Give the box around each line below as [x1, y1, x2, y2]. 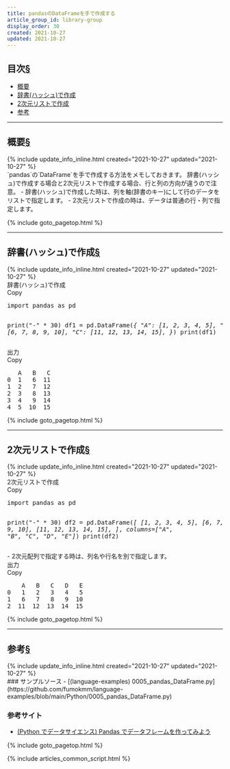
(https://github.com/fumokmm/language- [7, 685, 123, 694]
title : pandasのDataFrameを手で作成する [7, 10, 116, 17]
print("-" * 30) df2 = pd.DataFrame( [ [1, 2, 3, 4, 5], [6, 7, [7, 519, 224, 527]
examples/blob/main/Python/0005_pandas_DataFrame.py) [7, 692, 172, 700]
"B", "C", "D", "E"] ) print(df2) [7, 532, 120, 541]
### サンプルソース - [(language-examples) [7, 677, 131, 686]
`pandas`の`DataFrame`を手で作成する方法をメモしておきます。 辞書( [7, 170, 202, 178]
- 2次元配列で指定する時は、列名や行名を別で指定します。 [7, 552, 171, 560]
